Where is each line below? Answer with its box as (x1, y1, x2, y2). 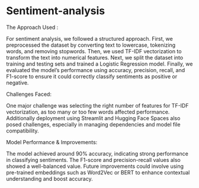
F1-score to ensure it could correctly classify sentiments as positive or (6, 73, 178, 80)
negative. (6, 79, 29, 86)
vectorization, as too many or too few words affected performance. (6, 108, 170, 115)
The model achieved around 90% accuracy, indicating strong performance (6, 150, 188, 157)
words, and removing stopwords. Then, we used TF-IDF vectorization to (6, 47, 182, 54)
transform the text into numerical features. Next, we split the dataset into (6, 54, 184, 61)
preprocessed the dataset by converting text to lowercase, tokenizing (6, 41, 176, 48)
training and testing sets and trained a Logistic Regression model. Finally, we (6, 60, 193, 67)
